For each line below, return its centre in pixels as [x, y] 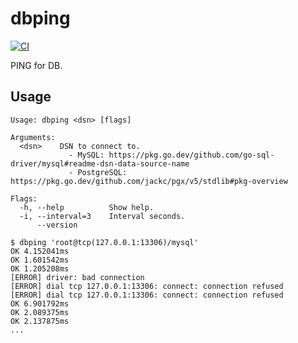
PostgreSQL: [102, 172]
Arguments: [33, 137]
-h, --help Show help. [87, 207]
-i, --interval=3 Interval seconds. [102, 216]
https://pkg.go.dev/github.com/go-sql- [191, 155]
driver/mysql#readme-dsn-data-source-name [100, 163]
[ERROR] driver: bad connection [77, 277]
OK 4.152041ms [40, 251]
